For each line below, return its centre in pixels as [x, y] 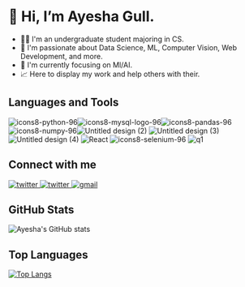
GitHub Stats [41, 210]
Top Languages [48, 255]
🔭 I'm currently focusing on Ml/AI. [76, 65]
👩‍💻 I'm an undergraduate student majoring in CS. [102, 39]
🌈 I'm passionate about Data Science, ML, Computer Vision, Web [129, 47]
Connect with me [53, 165]
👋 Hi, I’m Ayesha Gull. [82, 17]
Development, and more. [61, 56]
